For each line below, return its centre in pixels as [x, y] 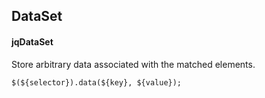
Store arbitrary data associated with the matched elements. [133, 64]
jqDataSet [32, 41]
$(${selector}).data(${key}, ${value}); [97, 82]
